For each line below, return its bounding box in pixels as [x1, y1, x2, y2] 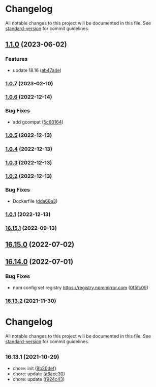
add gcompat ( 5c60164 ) [12, 118, 64, 125]
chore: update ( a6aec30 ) [12, 371, 65, 377]
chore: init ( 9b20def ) [12, 366, 56, 372]
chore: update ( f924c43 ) [12, 376, 65, 382]
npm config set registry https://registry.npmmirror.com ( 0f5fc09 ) [12, 284, 149, 291]
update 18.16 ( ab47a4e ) [12, 67, 62, 73]
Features [5, 56, 28, 63]
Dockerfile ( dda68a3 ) [12, 198, 58, 204]
